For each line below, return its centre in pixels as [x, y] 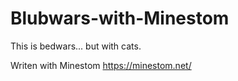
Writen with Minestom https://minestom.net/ [101, 65]
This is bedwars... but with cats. [76, 46]
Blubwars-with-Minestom [120, 18]
